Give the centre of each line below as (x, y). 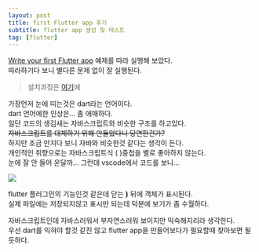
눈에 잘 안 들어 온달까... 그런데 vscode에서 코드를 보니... (94, 163)
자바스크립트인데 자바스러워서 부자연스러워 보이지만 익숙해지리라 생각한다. (122, 221)
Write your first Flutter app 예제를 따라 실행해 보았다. (90, 60)
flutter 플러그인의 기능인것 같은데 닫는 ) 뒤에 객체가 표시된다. (101, 194)
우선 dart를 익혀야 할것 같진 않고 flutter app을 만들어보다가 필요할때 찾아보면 (126, 230)
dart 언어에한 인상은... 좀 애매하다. (60, 114)
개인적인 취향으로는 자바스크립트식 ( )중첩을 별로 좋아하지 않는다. (107, 153)
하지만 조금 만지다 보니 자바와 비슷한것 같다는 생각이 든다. (96, 143)
